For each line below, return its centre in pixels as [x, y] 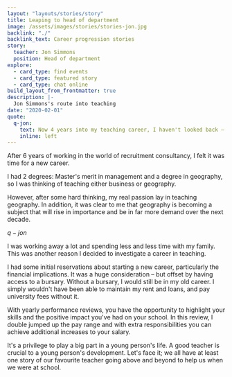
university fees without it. [43, 297]
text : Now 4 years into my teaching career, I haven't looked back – [122, 130]
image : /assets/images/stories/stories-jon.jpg [77, 26]
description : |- [30, 98]
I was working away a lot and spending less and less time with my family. [111, 246]
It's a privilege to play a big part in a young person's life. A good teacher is [114, 345]
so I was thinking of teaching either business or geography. [92, 184]
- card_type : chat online [51, 85]
